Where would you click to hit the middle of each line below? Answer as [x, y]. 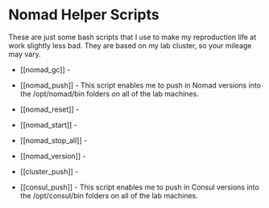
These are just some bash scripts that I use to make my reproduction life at [132, 37]
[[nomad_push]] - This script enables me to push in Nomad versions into [141, 85]
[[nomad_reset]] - [50, 109]
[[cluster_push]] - [49, 171]
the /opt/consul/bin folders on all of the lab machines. [109, 195]
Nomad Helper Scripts [84, 15]
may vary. [25, 54]
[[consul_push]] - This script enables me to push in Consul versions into [139, 187]
